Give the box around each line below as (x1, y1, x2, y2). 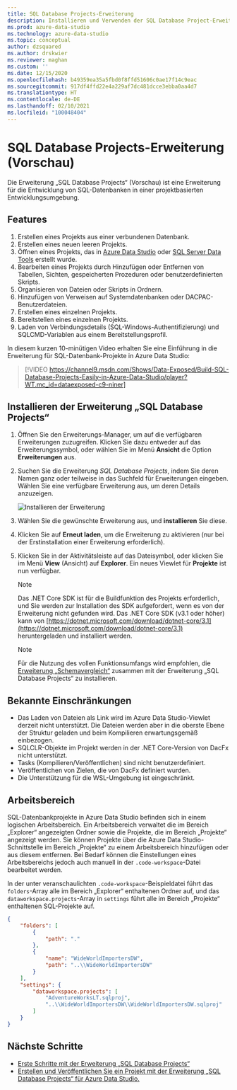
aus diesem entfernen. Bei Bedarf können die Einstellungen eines (7, 850, 197, 859)
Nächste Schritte (7, 1040, 83, 1052)
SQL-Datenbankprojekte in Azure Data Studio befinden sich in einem (7, 813, 207, 821)
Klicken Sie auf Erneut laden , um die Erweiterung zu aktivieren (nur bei (17, 530, 224, 539)
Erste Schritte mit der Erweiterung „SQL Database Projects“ (17, 1059, 190, 1067)
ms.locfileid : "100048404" (7, 109, 87, 116)
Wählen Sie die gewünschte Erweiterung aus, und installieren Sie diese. (17, 517, 228, 525)
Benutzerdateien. (17, 300, 68, 309)
